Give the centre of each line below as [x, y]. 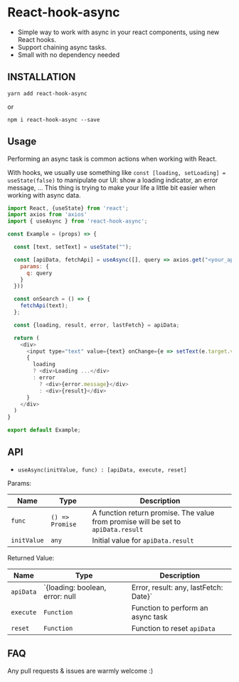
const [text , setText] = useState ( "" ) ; [73, 247]
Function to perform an [170, 607]
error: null [60, 596]
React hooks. [37, 39]
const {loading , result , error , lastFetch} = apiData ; [97, 325]
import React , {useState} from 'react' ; [68, 208]
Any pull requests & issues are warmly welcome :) [80, 671]
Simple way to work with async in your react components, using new [118, 32]
